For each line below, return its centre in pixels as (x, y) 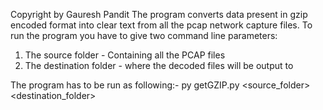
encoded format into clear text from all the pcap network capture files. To (161, 25)
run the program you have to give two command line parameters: (144, 35)
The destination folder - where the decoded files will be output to (159, 65)
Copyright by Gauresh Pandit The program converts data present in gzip (159, 14)
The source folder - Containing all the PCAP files (125, 55)
